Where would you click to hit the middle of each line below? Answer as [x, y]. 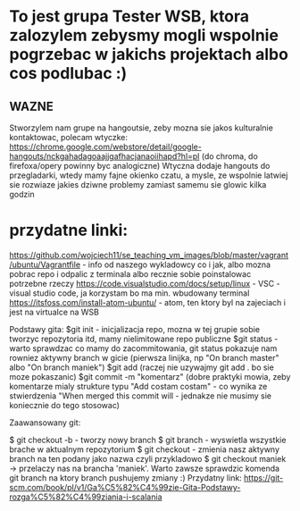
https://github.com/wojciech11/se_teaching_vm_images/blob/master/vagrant [149, 255]
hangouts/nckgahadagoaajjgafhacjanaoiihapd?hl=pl [104, 156]
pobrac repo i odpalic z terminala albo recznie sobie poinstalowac [130, 273]
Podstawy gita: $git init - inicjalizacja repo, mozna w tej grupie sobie [135, 329]
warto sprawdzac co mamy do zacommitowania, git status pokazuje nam [143, 348]
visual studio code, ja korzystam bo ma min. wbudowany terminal [129, 293]
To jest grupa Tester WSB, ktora [129, 17]
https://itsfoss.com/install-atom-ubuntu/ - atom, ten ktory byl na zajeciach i [147, 302]
